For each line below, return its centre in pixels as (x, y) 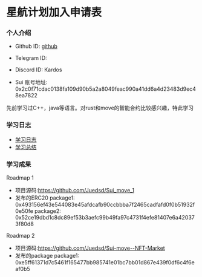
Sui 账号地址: (31, 82)
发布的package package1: (47, 256)
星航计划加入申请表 (54, 12)
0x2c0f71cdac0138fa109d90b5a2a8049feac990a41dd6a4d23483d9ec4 (106, 89)
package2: (48, 211)
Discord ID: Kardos (38, 70)
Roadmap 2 (21, 236)
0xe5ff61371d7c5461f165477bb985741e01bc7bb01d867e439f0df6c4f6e (105, 262)
